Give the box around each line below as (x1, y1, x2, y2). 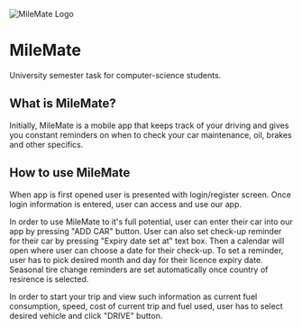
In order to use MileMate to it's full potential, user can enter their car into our (9, 216, 293, 227)
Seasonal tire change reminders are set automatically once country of (9, 264, 269, 275)
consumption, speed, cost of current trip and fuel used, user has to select (9, 300, 283, 311)
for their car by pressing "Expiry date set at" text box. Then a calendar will (9, 235, 285, 246)
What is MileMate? (9, 96, 117, 112)
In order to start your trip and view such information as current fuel (9, 291, 258, 302)
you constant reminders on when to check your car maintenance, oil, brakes (9, 129, 292, 140)
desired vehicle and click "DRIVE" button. (9, 310, 163, 321)
